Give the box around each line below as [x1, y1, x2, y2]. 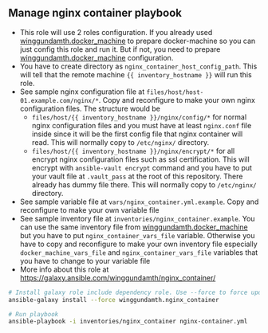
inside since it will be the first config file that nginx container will [31, 129, 243, 139]
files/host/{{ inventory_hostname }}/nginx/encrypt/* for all [31, 146, 235, 155]
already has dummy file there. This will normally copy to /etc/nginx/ [31, 179, 257, 190]
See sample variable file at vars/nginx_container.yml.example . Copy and [19, 197, 259, 206]
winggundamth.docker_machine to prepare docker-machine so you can [19, 36, 256, 45]
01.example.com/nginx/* [19, 96, 100, 104]
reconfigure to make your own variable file [19, 205, 160, 214]
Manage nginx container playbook [8, 6, 182, 20]
